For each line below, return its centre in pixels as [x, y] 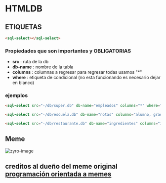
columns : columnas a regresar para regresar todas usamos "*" [77, 72]
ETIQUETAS [23, 27]
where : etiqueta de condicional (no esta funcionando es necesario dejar [86, 78]
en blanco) [23, 83]
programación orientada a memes [58, 174]
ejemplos [17, 95]
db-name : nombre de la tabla [43, 67]
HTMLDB [24, 9]
